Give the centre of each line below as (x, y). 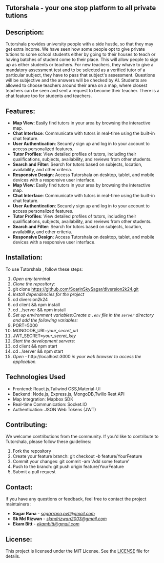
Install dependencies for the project (48, 294)
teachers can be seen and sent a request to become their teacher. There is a (82, 91)
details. (13, 556)
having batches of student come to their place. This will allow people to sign (82, 60)
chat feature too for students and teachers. (49, 96)
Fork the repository (32, 451)
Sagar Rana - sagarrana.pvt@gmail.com (54, 514)
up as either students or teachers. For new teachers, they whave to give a (80, 65)
